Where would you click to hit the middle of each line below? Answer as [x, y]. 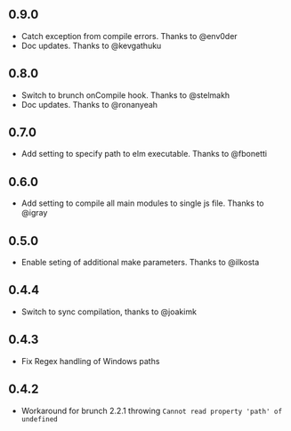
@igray [34, 213]
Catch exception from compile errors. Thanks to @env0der [129, 36]
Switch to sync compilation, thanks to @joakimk [109, 312]
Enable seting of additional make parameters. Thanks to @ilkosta [140, 263]
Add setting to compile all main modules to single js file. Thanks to [142, 203]
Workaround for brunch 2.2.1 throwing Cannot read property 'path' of [151, 411]
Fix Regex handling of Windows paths [90, 361]
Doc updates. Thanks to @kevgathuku [91, 45]
